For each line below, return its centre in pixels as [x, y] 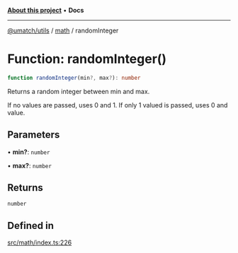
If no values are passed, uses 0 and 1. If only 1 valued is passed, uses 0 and [118, 105]
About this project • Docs [46, 10]
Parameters [34, 135]
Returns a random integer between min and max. [79, 91]
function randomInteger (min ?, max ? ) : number [74, 78]
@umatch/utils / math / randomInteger [63, 30]
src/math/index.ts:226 [40, 242]
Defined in [31, 225]
